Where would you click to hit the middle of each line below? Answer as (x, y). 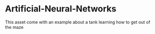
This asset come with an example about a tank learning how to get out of (78, 22)
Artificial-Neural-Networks (61, 9)
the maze (14, 27)
